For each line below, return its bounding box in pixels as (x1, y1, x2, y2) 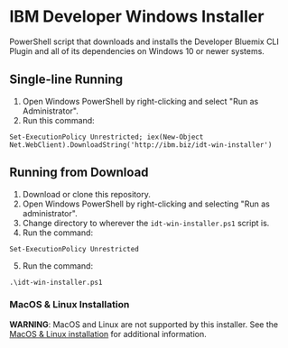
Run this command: (22, 114, 95, 125)
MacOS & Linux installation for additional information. (9, 328, 208, 339)
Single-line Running (9, 72, 124, 87)
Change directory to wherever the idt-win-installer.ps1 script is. (22, 217, 270, 228)
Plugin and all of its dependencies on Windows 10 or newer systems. (9, 45, 265, 56)
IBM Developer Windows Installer (9, 6, 265, 27)
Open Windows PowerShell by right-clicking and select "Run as (22, 96, 259, 106)
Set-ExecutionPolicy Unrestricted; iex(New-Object (9, 133, 204, 142)
